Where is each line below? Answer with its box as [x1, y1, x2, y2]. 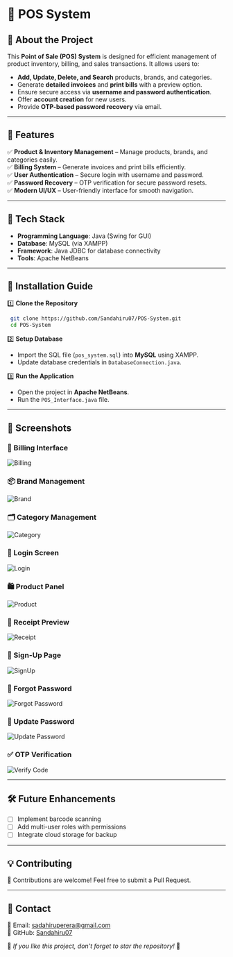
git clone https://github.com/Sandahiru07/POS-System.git [10, 315, 182, 322]
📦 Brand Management [7, 476, 85, 486]
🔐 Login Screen [7, 548, 59, 558]
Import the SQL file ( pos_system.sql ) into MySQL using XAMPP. [17, 350, 199, 359]
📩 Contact [7, 902, 51, 915]
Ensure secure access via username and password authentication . [17, 88, 212, 96]
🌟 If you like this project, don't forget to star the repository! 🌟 [7, 942, 181, 950]
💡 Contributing [7, 857, 73, 870]
